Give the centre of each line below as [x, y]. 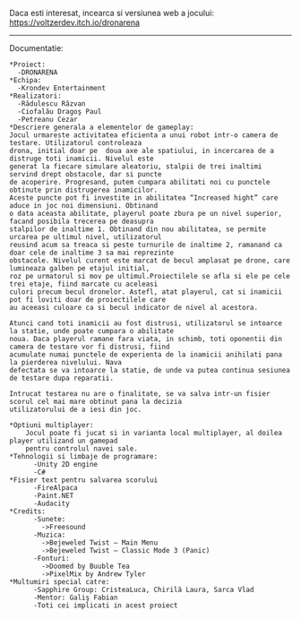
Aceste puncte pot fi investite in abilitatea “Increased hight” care [144, 198]
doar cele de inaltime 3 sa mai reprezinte [92, 253]
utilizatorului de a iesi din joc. [76, 409]
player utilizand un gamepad [64, 441]
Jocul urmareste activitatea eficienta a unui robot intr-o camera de [144, 135]
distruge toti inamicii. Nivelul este [82, 159]
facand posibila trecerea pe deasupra [82, 221]
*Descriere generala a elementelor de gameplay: [102, 127]
